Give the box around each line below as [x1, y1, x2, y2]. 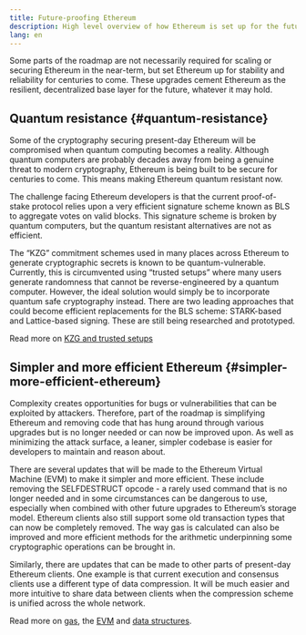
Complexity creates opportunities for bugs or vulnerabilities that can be [9, 398, 278, 408]
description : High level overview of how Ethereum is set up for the [9, 22, 280, 31]
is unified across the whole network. [9, 598, 146, 609]
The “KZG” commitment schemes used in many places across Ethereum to [9, 248, 290, 259]
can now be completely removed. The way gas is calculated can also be [9, 522, 280, 533]
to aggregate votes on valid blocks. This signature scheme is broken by [9, 210, 278, 221]
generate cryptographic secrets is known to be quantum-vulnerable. [9, 257, 266, 269]
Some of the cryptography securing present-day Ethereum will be [9, 135, 257, 146]
